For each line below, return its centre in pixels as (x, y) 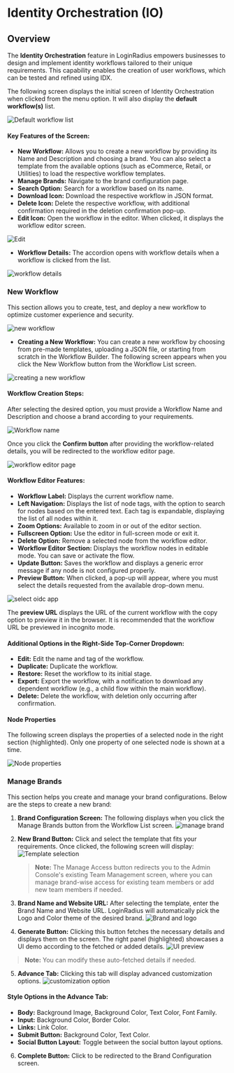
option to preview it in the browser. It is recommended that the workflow (111, 620)
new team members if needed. (79, 889)
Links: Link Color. (43, 1027)
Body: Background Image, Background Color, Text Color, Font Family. (117, 1012)
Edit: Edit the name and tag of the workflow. (81, 659)
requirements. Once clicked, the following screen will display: (105, 846)
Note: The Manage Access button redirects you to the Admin (123, 867)
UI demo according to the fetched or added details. (91, 946)
